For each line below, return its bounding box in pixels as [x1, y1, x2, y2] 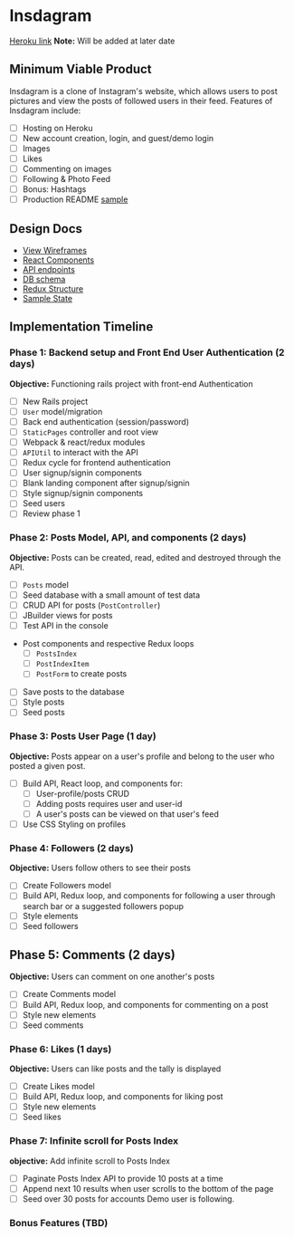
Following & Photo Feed [22, 174, 111, 185]
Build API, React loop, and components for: [22, 778, 184, 789]
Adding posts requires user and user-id [35, 798, 183, 809]
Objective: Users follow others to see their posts [9, 862, 192, 874]
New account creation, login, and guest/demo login [22, 132, 214, 143]
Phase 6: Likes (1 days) [9, 1042, 112, 1055]
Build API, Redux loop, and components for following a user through [22, 890, 276, 901]
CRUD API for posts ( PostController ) [22, 599, 161, 610]
